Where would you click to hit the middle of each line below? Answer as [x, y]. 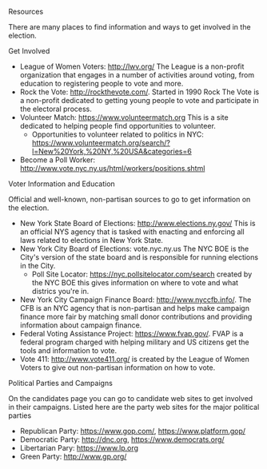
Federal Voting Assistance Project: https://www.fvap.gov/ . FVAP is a [132, 334]
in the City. [38, 266]
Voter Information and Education [62, 184]
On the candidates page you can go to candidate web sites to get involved [131, 398]
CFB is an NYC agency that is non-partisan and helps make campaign [135, 308]
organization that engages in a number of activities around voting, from [137, 75]
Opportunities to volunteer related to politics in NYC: [118, 134]
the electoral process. [56, 109]
